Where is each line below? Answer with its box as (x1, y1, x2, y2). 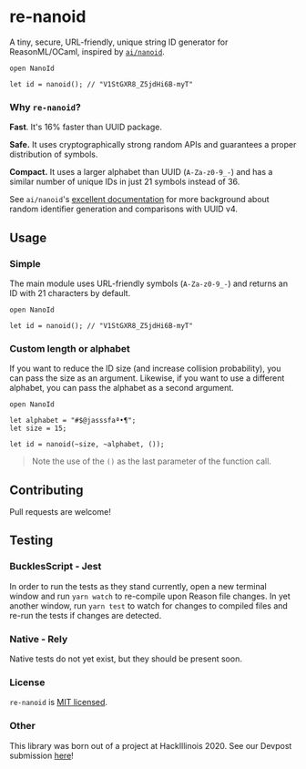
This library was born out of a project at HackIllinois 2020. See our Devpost (9, 740, 292, 751)
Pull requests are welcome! (9, 507, 111, 518)
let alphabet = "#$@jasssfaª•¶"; (9, 416, 137, 426)
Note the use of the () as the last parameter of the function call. (31, 456, 271, 467)
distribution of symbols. (9, 149, 98, 160)
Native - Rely (9, 632, 68, 645)
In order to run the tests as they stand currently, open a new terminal (9, 580, 267, 591)
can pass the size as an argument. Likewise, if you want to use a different (9, 373, 285, 384)
